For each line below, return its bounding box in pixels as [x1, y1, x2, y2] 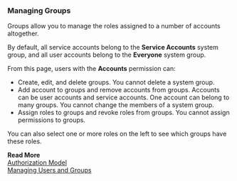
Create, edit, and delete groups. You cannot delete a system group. [17, 78, 215, 87]
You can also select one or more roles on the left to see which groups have [7, 130, 227, 138]
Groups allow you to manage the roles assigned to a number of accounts [7, 22, 221, 31]
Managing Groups [7, 6, 71, 16]
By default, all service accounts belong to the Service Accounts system [7, 43, 219, 52]
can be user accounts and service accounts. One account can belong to [17, 93, 230, 102]
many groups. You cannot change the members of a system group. [17, 101, 215, 109]
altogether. [7, 29, 39, 38]
